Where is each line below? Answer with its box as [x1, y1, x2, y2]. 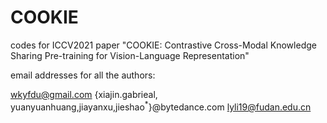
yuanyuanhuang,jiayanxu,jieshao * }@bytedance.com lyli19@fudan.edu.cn [10, 99, 312, 113]
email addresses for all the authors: [10, 69, 156, 81]
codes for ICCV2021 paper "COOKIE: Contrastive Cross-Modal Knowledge [10, 39, 317, 51]
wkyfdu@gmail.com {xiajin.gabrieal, [10, 88, 158, 100]
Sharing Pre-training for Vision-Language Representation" [10, 49, 250, 61]
